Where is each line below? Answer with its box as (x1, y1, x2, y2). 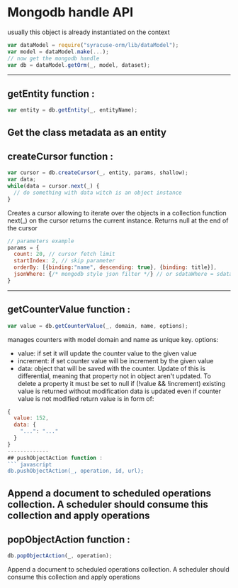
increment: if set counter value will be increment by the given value (17, 356, 214, 365)
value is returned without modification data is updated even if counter (17, 387, 222, 395)
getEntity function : (7, 87, 95, 100)
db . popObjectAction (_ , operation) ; (7, 552, 113, 560)
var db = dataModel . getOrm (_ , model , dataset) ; (7, 61, 151, 68)
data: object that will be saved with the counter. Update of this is (17, 364, 205, 373)
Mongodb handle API (7, 4, 134, 21)
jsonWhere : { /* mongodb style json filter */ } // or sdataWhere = (13, 271, 214, 278)
